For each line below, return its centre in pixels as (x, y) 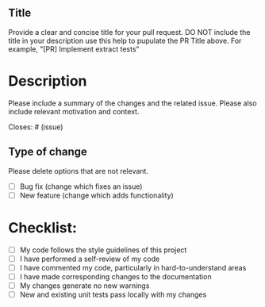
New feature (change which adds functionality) (97, 195)
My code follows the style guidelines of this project (103, 250)
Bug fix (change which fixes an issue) (81, 186)
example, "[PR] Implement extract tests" (74, 49)
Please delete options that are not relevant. (79, 171)
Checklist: (43, 227)
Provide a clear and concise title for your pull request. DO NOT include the (129, 32)
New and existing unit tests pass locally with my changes (113, 294)
